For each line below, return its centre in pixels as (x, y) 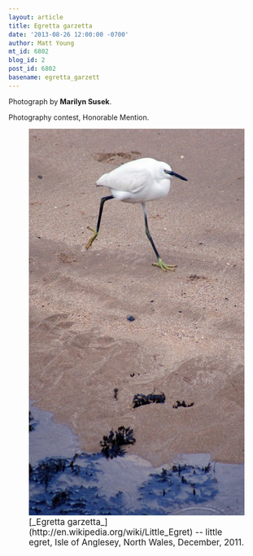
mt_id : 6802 (28, 52)
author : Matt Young (41, 43)
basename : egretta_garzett (54, 77)
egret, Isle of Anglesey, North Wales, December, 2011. (136, 542)
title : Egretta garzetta (50, 26)
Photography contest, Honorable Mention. (79, 117)
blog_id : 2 (27, 60)
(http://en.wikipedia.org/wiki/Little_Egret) (111, 532)
